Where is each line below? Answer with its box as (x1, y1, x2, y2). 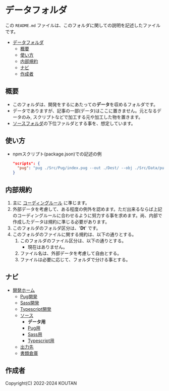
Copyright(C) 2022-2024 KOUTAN (5, 380, 77, 386)
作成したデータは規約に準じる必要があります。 (12, 219, 110, 225)
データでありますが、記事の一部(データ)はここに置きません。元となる (12, 107, 157, 114)
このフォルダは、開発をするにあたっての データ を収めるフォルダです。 (12, 101, 158, 107)
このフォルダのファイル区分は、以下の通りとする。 (20, 238, 127, 244)
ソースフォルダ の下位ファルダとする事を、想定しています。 (12, 120, 136, 126)
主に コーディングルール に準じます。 (12, 200, 90, 206)
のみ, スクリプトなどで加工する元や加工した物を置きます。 (21, 114, 143, 120)
